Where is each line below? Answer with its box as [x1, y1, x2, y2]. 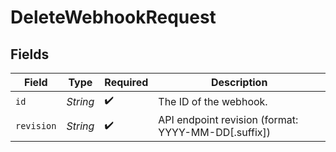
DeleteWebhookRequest [10, 6, 217, 29]
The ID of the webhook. [158, 94, 268, 108]
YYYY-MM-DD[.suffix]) [158, 126, 271, 139]
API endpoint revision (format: [158, 113, 299, 126]
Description [210, 76, 268, 89]
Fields [10, 46, 50, 63]
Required [104, 76, 149, 89]
